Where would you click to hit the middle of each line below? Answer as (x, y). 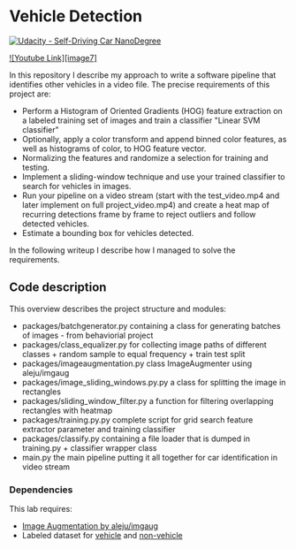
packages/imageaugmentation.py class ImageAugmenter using (137, 363)
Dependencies (41, 490)
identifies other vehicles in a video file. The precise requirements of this (140, 84)
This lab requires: (41, 509)
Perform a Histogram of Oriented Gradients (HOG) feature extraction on (152, 111)
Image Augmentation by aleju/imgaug (90, 526)
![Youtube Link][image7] (53, 57)
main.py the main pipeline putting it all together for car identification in (150, 457)
